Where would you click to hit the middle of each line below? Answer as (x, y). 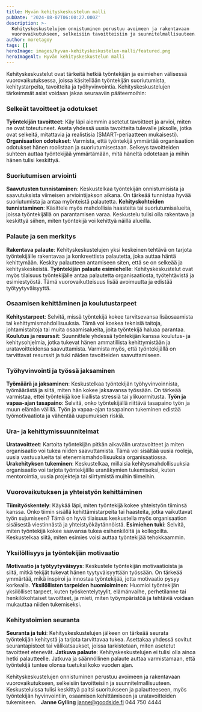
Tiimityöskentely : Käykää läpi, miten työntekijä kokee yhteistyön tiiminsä (97, 505)
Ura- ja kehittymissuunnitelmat (53, 431)
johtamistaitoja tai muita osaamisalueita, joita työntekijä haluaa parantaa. (96, 329)
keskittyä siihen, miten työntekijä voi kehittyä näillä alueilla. (79, 221)
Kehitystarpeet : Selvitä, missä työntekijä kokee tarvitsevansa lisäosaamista (100, 316)
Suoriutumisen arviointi (41, 175)
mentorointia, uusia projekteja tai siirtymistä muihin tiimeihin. (81, 476)
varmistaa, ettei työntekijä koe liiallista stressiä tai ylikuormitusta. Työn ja (96, 397)
